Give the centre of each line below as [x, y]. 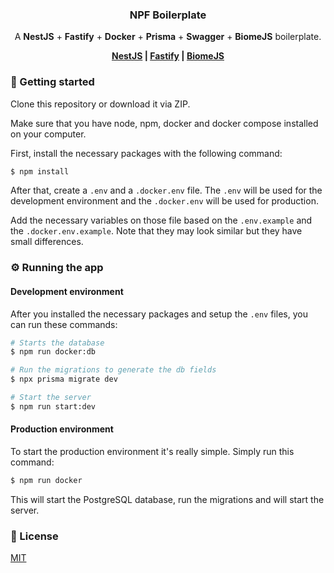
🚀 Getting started [52, 82]
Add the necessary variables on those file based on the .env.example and [161, 220]
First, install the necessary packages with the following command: [146, 153]
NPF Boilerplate [168, 15]
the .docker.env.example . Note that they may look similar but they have [156, 231]
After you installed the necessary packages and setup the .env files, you [159, 314]
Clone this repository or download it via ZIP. [100, 104]
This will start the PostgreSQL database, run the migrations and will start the [167, 499]
